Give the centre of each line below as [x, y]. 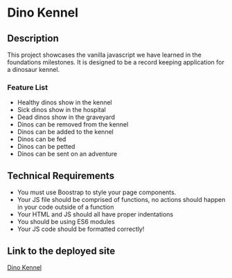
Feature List [28, 87]
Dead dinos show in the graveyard [66, 117]
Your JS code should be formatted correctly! [81, 229]
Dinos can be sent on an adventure [67, 154]
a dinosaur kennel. [34, 69]
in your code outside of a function [65, 207]
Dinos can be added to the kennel [65, 132]
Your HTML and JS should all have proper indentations [95, 214]
